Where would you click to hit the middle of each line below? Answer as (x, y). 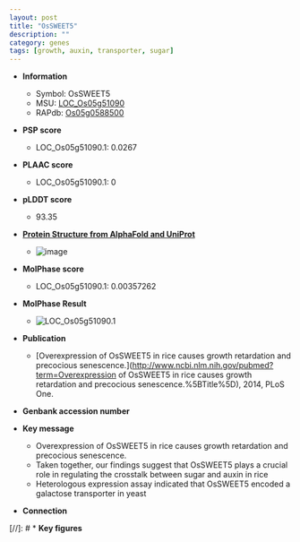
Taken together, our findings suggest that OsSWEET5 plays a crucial (162, 465)
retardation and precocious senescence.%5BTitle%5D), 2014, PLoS (160, 384)
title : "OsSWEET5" (43, 26)
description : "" (39, 34)
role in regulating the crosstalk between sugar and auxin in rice (152, 475)
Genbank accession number (76, 411)
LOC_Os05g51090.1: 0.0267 (86, 148)
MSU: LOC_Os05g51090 (80, 103)
